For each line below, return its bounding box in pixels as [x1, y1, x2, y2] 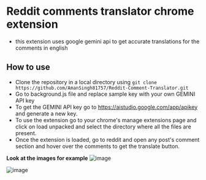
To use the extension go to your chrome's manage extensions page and [15, 116, 197, 123]
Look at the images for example [6, 154, 88, 162]
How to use [6, 62, 50, 72]
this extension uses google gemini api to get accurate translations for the [15, 37, 200, 45]
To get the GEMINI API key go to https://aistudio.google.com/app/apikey [15, 103, 198, 111]
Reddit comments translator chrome [6, 4, 194, 18]
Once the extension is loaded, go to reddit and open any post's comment [15, 136, 200, 143]
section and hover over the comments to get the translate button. [15, 143, 180, 150]
